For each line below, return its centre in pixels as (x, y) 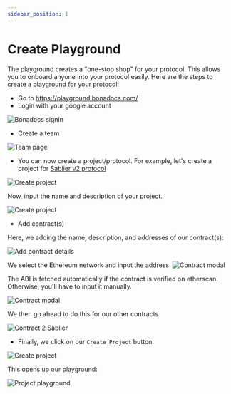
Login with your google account (65, 105)
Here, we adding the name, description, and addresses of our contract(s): (115, 237)
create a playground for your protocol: (63, 84)
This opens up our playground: (52, 369)
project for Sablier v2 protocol (62, 168)
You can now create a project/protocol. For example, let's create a (115, 160)
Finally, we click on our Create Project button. (86, 341)
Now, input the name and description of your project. (85, 196)
